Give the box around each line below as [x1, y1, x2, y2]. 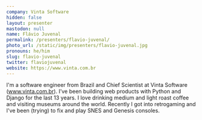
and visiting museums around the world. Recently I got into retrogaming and [6, 101, 196, 108]
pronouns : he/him [6, 48, 50, 54]
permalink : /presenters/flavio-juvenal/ [6, 37, 110, 43]
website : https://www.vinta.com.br [6, 65, 96, 71]
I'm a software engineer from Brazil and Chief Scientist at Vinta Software [6, 81, 188, 89]
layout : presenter [6, 20, 53, 26]
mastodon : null [6, 25, 45, 32]
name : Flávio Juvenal [6, 31, 61, 37]
